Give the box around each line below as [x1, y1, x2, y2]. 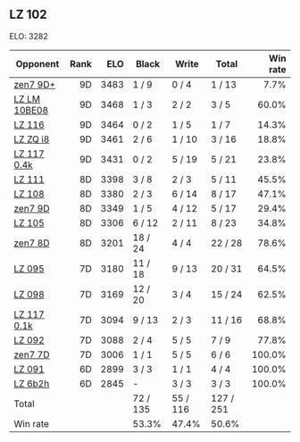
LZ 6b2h [13, 377, 50, 389]
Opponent [15, 57, 60, 70]
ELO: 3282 [9, 30, 48, 41]
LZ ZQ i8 [13, 133, 50, 146]
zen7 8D [13, 237, 50, 249]
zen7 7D [13, 348, 50, 361]
